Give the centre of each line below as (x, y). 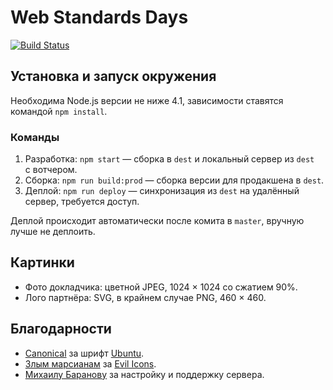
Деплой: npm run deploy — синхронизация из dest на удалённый (162, 191)
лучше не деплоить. (53, 232)
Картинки (42, 262)
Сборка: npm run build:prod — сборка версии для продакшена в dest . (174, 180)
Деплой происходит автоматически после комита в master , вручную (157, 221)
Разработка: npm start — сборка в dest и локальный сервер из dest (169, 159)
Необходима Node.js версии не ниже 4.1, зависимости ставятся (147, 100)
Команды (35, 137)
